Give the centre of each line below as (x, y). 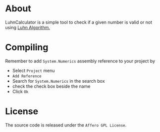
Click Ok (20, 91)
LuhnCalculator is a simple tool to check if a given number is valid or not (79, 22)
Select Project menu (34, 70)
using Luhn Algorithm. (28, 27)
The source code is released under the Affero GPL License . (66, 125)
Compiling (27, 48)
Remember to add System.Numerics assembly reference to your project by (80, 61)
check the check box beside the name (51, 86)
